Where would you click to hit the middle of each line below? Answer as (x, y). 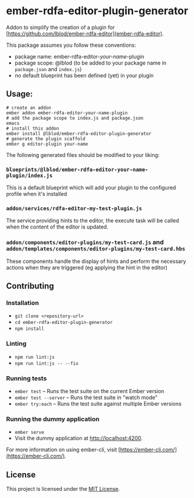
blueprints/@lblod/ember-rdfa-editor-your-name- (77, 169)
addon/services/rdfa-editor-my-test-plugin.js (74, 208)
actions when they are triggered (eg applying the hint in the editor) (87, 267)
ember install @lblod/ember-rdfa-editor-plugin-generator (79, 134)
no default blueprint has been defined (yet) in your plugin (84, 75)
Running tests (27, 378)
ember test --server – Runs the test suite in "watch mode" (86, 397)
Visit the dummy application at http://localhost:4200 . (78, 438)
